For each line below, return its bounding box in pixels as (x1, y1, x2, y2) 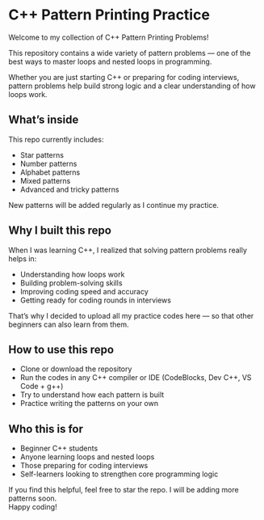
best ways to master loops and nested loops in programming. (8, 57, 212, 66)
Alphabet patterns (19, 167, 81, 177)
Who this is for (8, 422, 83, 436)
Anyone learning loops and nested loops (19, 452, 155, 462)
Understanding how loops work (19, 269, 125, 279)
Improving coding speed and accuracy (19, 286, 149, 296)
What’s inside (8, 113, 79, 127)
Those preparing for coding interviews (19, 461, 149, 471)
